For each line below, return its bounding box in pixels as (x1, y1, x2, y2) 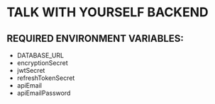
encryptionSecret (16, 59, 68, 67)
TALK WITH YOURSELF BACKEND (6, 4, 209, 21)
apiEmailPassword (16, 89, 71, 97)
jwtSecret (16, 67, 45, 74)
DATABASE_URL (16, 51, 65, 59)
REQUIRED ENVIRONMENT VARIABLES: (6, 33, 184, 45)
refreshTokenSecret (16, 74, 75, 82)
